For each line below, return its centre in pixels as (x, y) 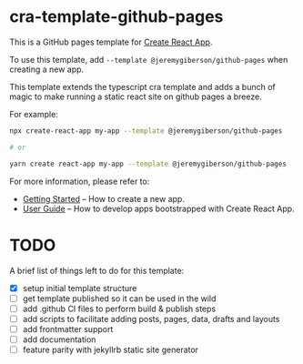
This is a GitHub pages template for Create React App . (111, 42)
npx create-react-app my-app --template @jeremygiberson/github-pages (146, 131)
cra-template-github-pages (116, 17)
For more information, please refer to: (80, 181)
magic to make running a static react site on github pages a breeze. (136, 96)
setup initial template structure (80, 288)
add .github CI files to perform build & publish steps (119, 308)
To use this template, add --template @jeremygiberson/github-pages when (149, 59)
